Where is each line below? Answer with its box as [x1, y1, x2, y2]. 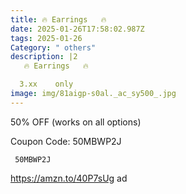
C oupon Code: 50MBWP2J [10, 135, 122, 147]
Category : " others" [10, 42, 97, 53]
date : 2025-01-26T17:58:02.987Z [10, 24, 145, 34]
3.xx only [19, 79, 74, 90]
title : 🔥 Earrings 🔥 [10, 14, 107, 25]
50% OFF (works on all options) [10, 116, 142, 128]
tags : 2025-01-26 [10, 33, 83, 43]
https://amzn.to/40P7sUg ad [10, 172, 128, 184]
